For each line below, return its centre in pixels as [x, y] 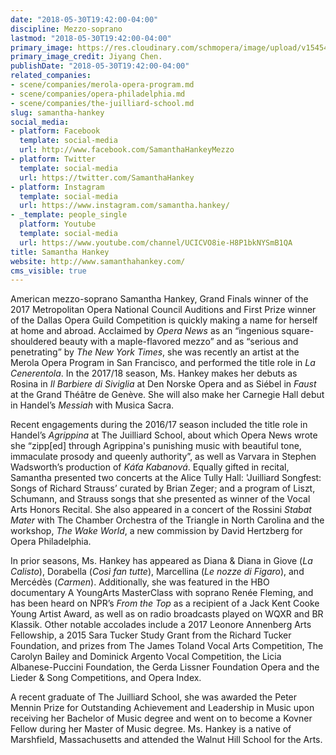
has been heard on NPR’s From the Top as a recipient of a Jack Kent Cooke [165, 603]
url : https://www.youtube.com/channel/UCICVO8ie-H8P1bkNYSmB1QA [156, 242]
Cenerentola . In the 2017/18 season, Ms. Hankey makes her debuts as [154, 373]
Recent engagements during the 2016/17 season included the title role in [159, 425]
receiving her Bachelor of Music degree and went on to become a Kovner [161, 718]
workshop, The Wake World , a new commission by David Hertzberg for [156, 531]
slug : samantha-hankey [57, 112]
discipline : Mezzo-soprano [66, 29]
